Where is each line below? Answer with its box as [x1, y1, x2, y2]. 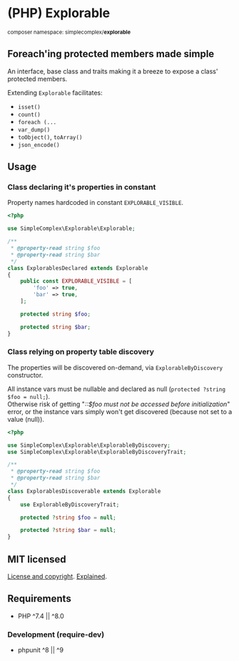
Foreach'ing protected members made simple [7, 48, 215, 60]
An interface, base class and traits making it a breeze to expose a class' [7, 66, 218, 76]
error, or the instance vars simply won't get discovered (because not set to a [7, 407, 233, 415]
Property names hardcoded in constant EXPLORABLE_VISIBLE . [7, 198, 184, 207]
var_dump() [17, 126, 51, 133]
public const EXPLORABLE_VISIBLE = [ [20, 278, 133, 285]
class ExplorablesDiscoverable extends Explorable [7, 488, 161, 495]
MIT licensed [7, 553, 66, 565]
